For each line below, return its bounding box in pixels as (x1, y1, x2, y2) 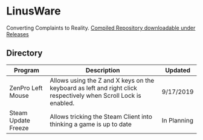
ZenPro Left (9, 83, 43, 92)
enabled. (50, 98, 75, 107)
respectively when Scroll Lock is (50, 91, 141, 100)
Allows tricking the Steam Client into (50, 112, 152, 121)
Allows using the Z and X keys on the (50, 76, 155, 84)
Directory (6, 48, 43, 59)
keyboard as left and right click (50, 83, 138, 92)
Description (85, 66, 120, 74)
